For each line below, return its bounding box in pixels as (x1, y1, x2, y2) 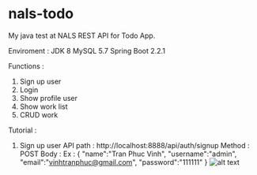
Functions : (8, 61, 45, 71)
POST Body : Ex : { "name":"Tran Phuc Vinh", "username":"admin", (19, 149, 237, 158)
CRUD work (19, 110, 59, 119)
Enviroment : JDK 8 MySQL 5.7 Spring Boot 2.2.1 (8, 46, 166, 55)
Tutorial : (8, 125, 37, 135)
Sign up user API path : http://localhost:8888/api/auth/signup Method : (19, 140, 251, 150)
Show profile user (19, 93, 77, 102)
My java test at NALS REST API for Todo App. (8, 31, 156, 40)
